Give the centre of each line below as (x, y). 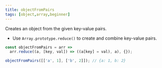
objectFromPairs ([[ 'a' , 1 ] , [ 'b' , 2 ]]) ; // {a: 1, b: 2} (66, 61)
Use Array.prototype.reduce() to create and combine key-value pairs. (84, 38)
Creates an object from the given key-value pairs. (56, 28)
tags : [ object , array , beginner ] (38, 14)
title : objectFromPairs (30, 10)
